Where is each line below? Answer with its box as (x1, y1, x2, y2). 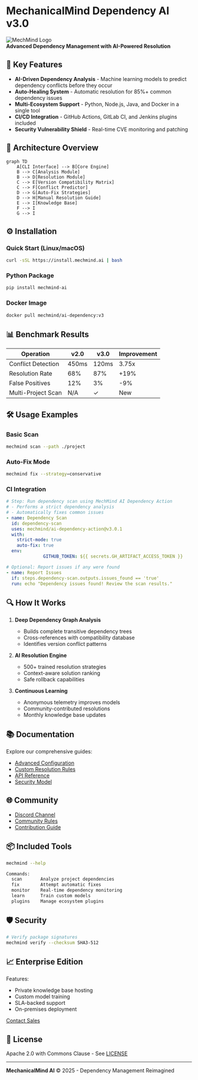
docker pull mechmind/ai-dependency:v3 (6, 312, 104, 318)
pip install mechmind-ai (6, 285, 67, 291)
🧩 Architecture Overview (6, 143, 99, 153)
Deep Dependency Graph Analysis (14, 616, 101, 623)
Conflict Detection (9, 360, 60, 368)
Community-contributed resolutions (23, 705, 110, 712)
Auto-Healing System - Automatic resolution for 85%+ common (14, 88, 172, 95)
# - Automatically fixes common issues (6, 510, 104, 516)
